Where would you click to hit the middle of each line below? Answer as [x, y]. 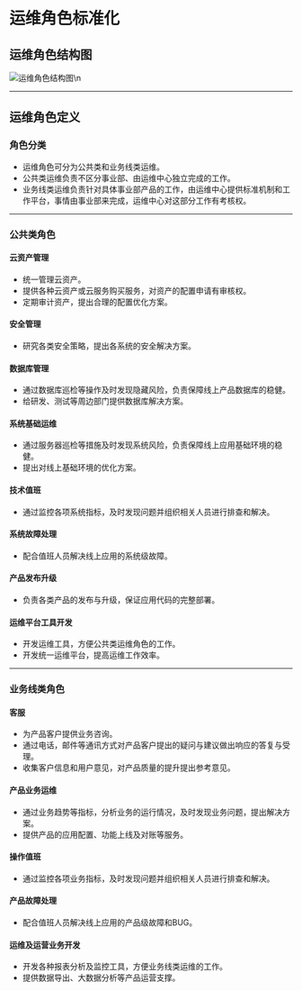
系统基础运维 [33, 423]
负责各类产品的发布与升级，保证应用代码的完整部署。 [121, 600]
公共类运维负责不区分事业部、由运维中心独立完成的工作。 [129, 177]
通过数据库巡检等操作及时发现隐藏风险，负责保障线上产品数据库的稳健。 [156, 390]
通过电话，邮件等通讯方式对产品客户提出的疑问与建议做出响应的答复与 [152, 745]
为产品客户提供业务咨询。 [70, 734]
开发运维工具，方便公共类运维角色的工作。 [101, 644]
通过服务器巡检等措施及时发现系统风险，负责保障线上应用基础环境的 [148, 445]
